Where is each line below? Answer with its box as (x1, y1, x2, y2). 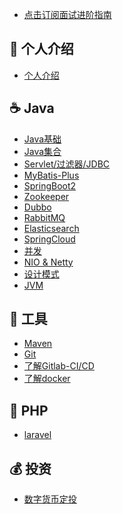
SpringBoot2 (23, 179, 77, 192)
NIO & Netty (23, 256, 74, 268)
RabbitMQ (23, 211, 66, 223)
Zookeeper (23, 190, 70, 202)
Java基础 (23, 133, 62, 145)
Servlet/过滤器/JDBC (23, 158, 111, 170)
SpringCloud (23, 233, 76, 245)
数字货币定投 (23, 493, 77, 505)
